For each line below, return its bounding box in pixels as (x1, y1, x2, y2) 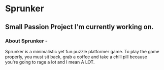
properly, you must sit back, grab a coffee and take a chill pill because (5, 54, 148, 60)
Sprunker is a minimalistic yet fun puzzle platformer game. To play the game (5, 48, 160, 54)
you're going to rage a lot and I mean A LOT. (5, 59, 95, 65)
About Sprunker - (5, 37, 48, 44)
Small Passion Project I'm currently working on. (5, 23, 154, 31)
